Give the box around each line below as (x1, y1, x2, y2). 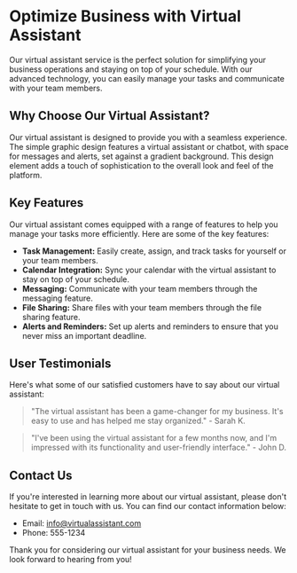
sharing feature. (21, 311, 81, 322)
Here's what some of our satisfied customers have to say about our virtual (9, 380, 280, 390)
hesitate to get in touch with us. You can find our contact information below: (9, 501, 286, 512)
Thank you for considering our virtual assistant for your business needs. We (9, 545, 286, 555)
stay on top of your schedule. (21, 273, 130, 285)
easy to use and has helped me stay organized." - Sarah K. (30, 415, 246, 427)
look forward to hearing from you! (9, 554, 133, 565)
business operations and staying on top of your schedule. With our (9, 64, 253, 75)
